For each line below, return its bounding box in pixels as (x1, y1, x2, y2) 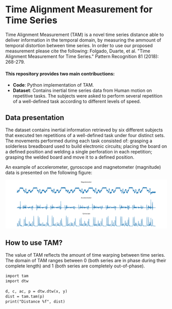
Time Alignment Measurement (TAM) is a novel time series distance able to (5, 31, 164, 37)
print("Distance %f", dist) (5, 299, 66, 304)
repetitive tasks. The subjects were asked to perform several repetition (12, 93, 163, 99)
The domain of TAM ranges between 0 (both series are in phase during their (5, 258, 166, 264)
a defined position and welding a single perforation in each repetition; (5, 148, 152, 154)
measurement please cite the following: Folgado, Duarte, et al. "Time (5, 48, 150, 54)
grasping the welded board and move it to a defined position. (5, 154, 135, 160)
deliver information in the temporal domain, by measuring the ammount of (5, 37, 162, 43)
